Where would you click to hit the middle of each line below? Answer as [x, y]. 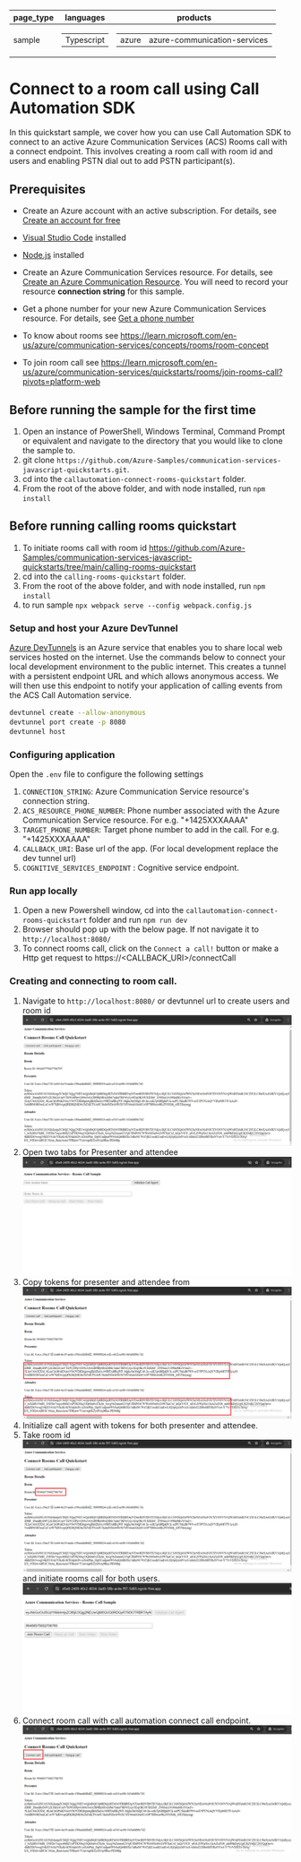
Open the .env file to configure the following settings [107, 774]
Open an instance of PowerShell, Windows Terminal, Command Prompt [154, 432]
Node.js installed [53, 255]
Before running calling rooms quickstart [123, 526]
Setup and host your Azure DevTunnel [94, 628]
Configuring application [62, 754]
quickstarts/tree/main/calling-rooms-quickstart [109, 566]
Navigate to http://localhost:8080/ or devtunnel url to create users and [156, 1001]
